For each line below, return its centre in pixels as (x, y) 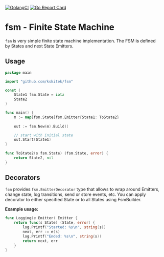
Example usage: (22, 209)
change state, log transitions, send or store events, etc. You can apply (75, 194)
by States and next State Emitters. (39, 46)
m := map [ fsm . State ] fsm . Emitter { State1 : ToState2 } (67, 117)
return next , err (40, 241)
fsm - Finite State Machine (60, 27)
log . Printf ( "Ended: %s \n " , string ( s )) (62, 236)
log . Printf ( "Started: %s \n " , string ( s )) (64, 227)
